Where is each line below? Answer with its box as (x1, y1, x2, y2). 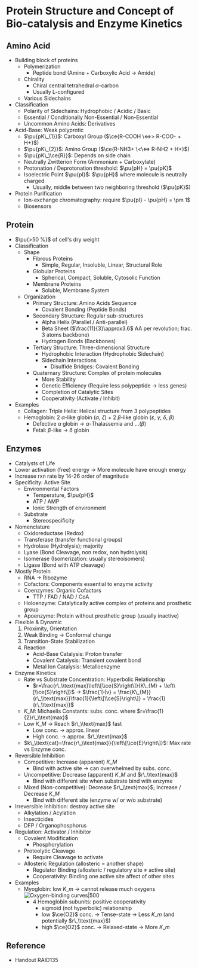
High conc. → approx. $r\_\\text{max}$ (32, 732, 128, 740)
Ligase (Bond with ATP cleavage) (23, 561, 106, 569)
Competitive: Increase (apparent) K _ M (23, 758, 117, 765)
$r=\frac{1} (137, 707, 164, 714)
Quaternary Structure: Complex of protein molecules (32, 369, 162, 376)
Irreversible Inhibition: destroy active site (14, 802, 115, 810)
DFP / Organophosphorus (23, 822, 87, 829)
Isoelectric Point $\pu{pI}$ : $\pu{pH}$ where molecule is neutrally (23, 171, 188, 178)
